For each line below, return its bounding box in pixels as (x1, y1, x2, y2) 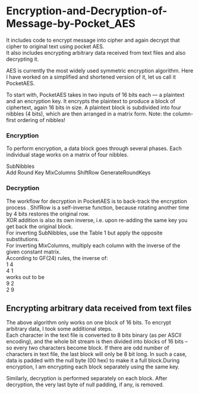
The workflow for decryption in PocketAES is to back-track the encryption (6, 198, 187, 205)
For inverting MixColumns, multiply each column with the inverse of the (6, 242, 181, 249)
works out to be (6, 273, 45, 280)
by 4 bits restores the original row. (6, 210, 90, 217)
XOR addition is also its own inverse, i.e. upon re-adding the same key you (6, 216, 188, 224)
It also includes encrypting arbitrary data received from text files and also (6, 49, 186, 56)
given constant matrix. (6, 248, 61, 255)
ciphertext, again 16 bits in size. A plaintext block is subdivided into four (6, 104, 182, 111)
